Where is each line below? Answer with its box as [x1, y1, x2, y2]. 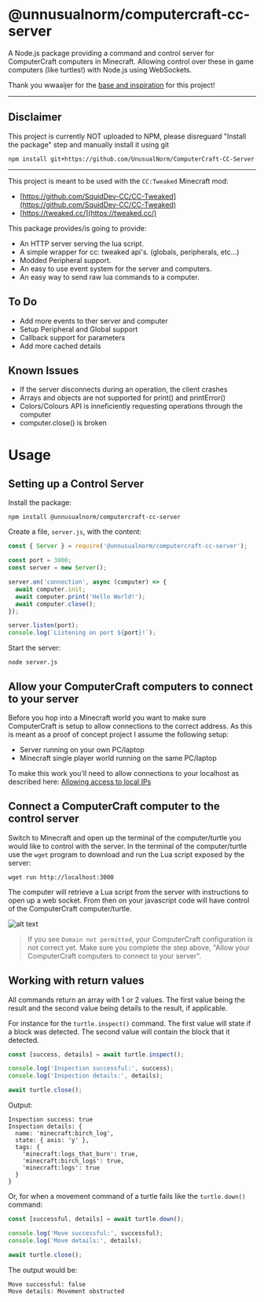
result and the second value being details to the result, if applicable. [8, 1003, 228, 1013]
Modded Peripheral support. [19, 255, 112, 265]
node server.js [8, 658, 58, 666]
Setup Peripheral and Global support [19, 325, 138, 334]
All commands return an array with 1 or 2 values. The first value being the [8, 995, 245, 1004]
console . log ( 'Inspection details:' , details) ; [8, 1072, 163, 1080]
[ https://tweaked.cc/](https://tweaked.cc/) [19, 208, 157, 217]
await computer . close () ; [15, 600, 97, 608]
